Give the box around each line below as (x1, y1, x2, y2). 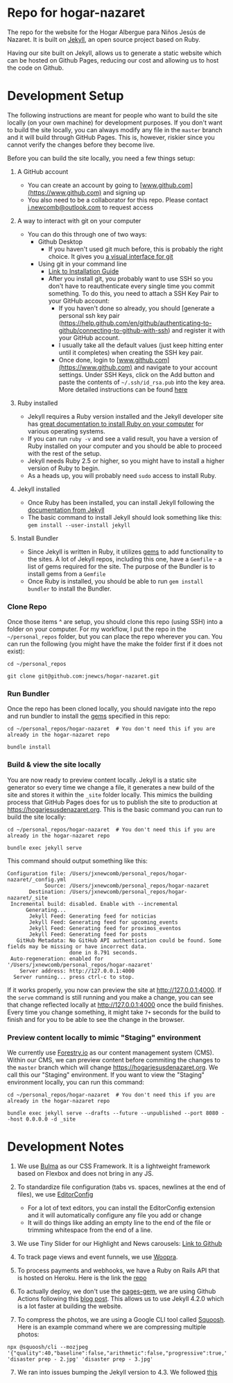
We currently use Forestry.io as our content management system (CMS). (7, 1048, 214, 1057)
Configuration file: (7, 870, 67, 877)
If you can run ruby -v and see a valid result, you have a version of (27, 434, 218, 442)
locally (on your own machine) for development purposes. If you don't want (7, 118, 223, 127)
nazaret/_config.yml (7, 876, 67, 883)
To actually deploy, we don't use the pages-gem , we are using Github (17, 1287, 216, 1295)
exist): (7, 647, 25, 655)
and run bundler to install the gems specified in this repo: (7, 712, 171, 721)
